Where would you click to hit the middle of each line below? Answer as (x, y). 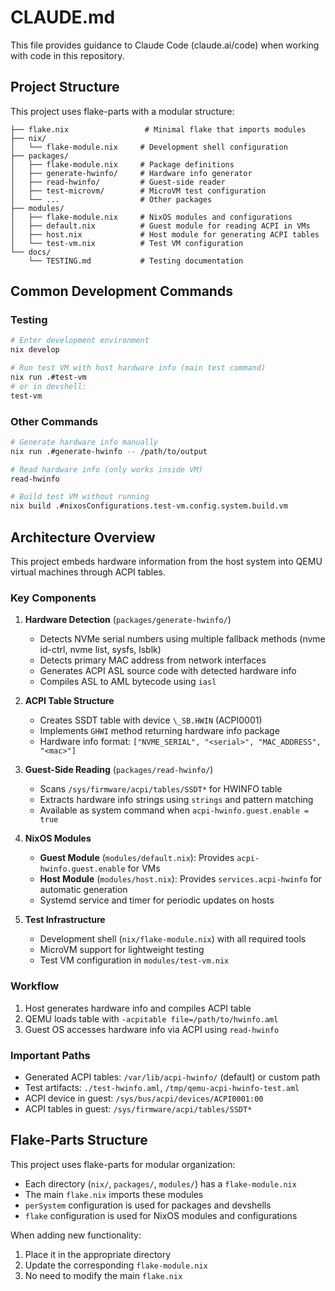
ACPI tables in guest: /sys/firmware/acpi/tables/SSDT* (138, 1108)
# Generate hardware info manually (84, 442)
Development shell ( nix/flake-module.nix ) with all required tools (173, 939)
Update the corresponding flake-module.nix (116, 1265)
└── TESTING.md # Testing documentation (136, 261)
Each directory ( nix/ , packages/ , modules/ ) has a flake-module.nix (160, 1183)
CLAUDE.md (63, 17)
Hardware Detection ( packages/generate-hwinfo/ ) (128, 620)
